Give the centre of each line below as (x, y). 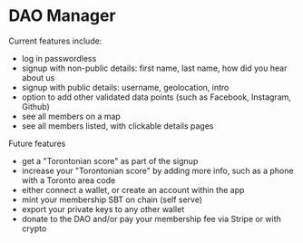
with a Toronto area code (68, 180)
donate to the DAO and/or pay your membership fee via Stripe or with (151, 219)
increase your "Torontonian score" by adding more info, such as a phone (157, 170)
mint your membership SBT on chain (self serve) (112, 199)
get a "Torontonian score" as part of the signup (110, 160)
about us (38, 77)
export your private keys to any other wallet (103, 209)
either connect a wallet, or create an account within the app (133, 190)
